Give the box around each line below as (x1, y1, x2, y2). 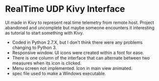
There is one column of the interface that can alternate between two (12, 55, 150, 61)
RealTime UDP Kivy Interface (5, 3, 125, 15)
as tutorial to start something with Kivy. (5, 30, 84, 36)
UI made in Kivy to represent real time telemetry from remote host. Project (5, 20, 154, 25)
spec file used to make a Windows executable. (12, 70, 106, 76)
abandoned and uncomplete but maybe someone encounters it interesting (5, 24, 155, 30)
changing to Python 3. (12, 44, 57, 50)
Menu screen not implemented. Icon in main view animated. (12, 65, 133, 71)
